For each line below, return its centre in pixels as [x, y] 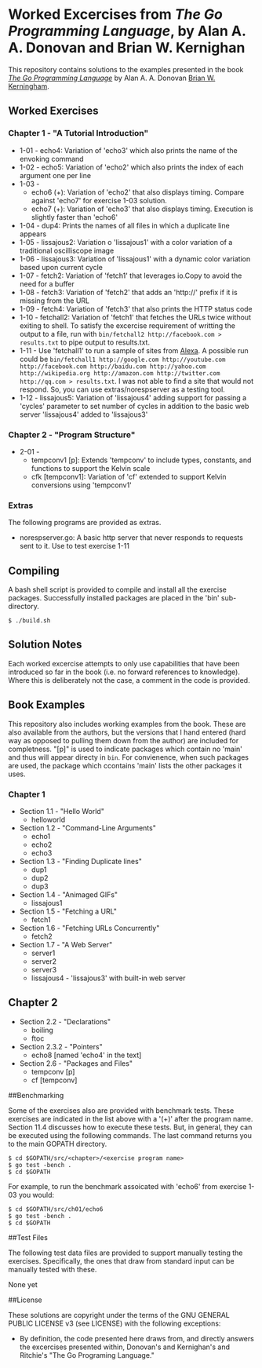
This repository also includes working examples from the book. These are [127, 724]
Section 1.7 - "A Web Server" [66, 944]
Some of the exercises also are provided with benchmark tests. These [121, 1110]
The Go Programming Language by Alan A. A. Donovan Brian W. [112, 78]
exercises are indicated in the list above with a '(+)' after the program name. [131, 1118]
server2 [44, 961]
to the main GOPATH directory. [58, 1144]
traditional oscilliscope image [67, 250]
